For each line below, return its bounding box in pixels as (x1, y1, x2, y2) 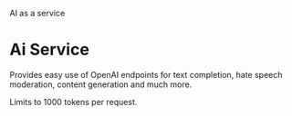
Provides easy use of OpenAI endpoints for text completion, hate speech (9, 69, 283, 80)
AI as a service (9, 8, 66, 18)
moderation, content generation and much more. (9, 79, 193, 90)
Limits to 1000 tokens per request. (9, 96, 138, 107)
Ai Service (9, 40, 89, 60)
